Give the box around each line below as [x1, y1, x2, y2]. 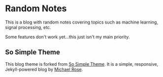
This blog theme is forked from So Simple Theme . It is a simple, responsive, [5, 61, 159, 67]
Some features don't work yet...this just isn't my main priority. [5, 34, 130, 40]
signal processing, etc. [5, 24, 51, 30]
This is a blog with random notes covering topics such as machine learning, [5, 19, 159, 25]
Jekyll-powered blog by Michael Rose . [5, 66, 83, 72]
